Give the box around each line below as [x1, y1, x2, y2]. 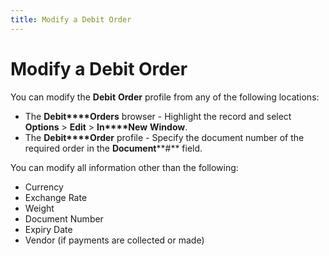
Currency [24, 181, 64, 193]
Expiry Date [24, 223, 73, 235]
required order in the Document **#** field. [24, 142, 203, 154]
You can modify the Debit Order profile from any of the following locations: [10, 91, 320, 103]
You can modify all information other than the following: [10, 161, 239, 173]
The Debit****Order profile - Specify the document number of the [24, 131, 305, 143]
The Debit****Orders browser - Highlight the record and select [24, 110, 292, 122]
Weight [24, 202, 55, 214]
